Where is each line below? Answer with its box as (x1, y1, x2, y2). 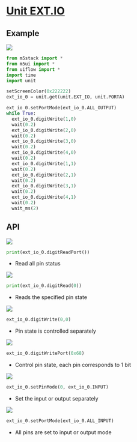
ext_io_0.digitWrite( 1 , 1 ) (11, 160, 77, 166)
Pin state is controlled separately (14, 327, 96, 335)
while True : (6, 110, 36, 117)
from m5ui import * (6, 61, 55, 67)
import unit (6, 77, 36, 83)
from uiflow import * (6, 66, 61, 73)
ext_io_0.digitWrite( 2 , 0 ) (11, 127, 77, 133)
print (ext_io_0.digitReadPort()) (6, 249, 90, 255)
